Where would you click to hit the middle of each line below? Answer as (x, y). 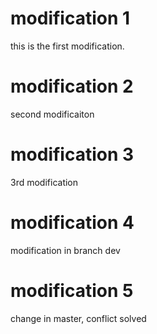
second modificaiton (52, 114)
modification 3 (72, 154)
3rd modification (44, 182)
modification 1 (70, 18)
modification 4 (72, 223)
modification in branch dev (65, 250)
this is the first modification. (67, 46)
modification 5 (72, 290)
